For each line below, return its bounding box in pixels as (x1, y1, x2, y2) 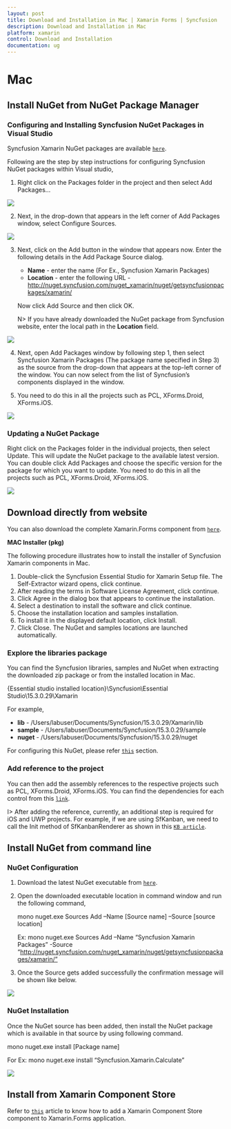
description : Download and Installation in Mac (7, 23, 147, 30)
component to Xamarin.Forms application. (7, 1115, 126, 1123)
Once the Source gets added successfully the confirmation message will (17, 968, 224, 977)
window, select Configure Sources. (17, 219, 117, 228)
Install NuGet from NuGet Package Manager (7, 99, 199, 111)
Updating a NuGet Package (7, 428, 100, 438)
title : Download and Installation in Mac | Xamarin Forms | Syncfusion (7, 17, 217, 23)
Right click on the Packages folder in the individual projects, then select (7, 444, 210, 452)
